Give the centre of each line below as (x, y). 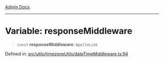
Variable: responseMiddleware (69, 31)
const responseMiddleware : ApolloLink (57, 44)
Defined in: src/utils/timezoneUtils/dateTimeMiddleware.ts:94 (67, 54)
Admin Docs (17, 7)
